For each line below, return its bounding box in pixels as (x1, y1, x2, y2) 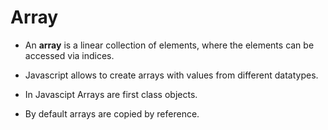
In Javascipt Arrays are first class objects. (24, 88, 198, 100)
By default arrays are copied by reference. (24, 107, 200, 120)
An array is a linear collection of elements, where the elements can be (24, 39, 315, 51)
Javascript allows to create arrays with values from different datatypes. (24, 69, 319, 81)
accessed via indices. (24, 49, 115, 61)
